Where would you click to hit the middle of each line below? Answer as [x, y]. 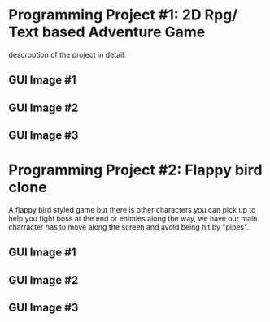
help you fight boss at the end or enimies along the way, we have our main [133, 219]
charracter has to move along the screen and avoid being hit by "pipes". [129, 227]
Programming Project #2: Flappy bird [135, 170]
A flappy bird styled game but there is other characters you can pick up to [132, 210]
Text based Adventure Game [107, 32]
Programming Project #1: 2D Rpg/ [123, 15]
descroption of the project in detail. [67, 54]
